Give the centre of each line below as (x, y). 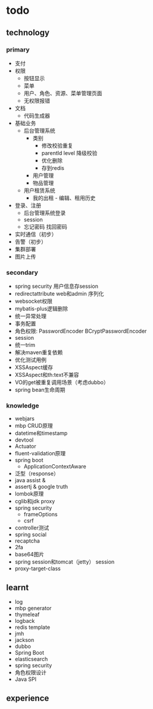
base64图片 (29, 555)
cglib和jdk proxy (35, 501)
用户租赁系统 (39, 190)
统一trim (25, 345)
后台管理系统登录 (45, 212)
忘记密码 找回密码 (45, 226)
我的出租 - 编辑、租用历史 (64, 197)
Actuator (26, 446)
